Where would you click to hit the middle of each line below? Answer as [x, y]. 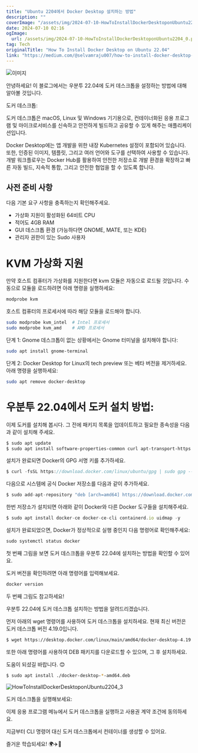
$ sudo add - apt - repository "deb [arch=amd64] [63, 495]
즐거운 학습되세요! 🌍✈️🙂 [34, 744]
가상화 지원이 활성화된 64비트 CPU [55, 215]
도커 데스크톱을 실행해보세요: [39, 699]
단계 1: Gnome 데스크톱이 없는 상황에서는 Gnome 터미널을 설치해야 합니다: [92, 340]
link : [13, 55]
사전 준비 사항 [29, 188]
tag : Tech [18, 45]
